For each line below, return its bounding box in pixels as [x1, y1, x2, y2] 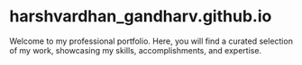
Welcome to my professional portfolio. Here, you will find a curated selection [9, 36, 293, 46]
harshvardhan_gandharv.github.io [9, 6, 272, 27]
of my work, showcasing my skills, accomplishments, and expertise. [9, 45, 262, 55]
